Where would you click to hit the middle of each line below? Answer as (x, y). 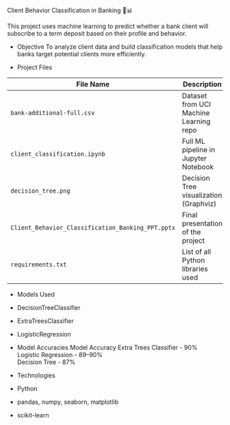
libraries (195, 269)
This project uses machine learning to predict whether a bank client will (108, 26)
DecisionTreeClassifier (49, 307)
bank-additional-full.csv (53, 113)
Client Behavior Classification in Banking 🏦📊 (70, 10)
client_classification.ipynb (58, 154)
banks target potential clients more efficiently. (81, 54)
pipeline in (199, 150)
